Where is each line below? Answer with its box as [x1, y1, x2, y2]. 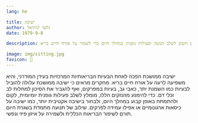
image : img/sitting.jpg [6, 51, 65, 57]
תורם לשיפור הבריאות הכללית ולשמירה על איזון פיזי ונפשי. [6, 110, 133, 117]
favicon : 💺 [6, 57, 33, 63]
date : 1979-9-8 [6, 30, 44, 36]
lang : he [6, 8, 28, 15]
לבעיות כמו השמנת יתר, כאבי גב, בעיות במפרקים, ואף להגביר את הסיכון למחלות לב [6, 85, 190, 92]
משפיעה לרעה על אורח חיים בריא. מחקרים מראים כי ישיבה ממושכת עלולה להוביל [6, 78, 186, 86]
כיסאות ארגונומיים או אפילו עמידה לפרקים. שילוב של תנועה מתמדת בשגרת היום [6, 104, 181, 111]
